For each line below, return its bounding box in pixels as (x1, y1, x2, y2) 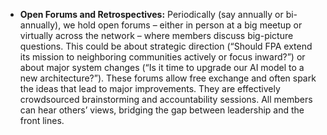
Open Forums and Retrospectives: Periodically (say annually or (19, 9, 284, 20)
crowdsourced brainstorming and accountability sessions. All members (19, 94, 313, 105)
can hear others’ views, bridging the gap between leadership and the (19, 104, 305, 116)
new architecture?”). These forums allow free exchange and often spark (19, 72, 317, 84)
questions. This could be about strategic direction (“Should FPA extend (19, 40, 313, 52)
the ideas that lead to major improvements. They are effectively (19, 83, 281, 94)
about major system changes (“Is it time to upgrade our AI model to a (19, 62, 305, 73)
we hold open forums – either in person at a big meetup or (63, 19, 303, 31)
